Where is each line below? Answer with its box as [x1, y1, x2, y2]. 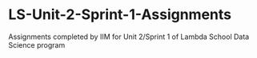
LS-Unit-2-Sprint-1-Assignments [8, 6, 232, 24]
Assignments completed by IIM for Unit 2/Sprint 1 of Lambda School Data [8, 32, 250, 41]
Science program [8, 40, 66, 49]
